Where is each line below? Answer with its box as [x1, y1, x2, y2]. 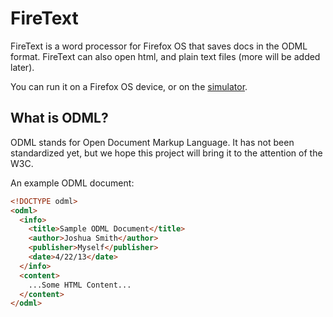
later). [10, 61, 35, 73]
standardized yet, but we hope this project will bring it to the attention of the [10, 147, 323, 159]
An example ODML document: [10, 177, 135, 189]
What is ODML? [10, 110, 109, 127]
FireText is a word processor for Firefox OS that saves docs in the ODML [10, 40, 308, 52]
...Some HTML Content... [28, 280, 132, 290]
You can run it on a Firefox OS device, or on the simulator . [10, 80, 248, 92]
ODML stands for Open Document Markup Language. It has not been [10, 136, 295, 148]
